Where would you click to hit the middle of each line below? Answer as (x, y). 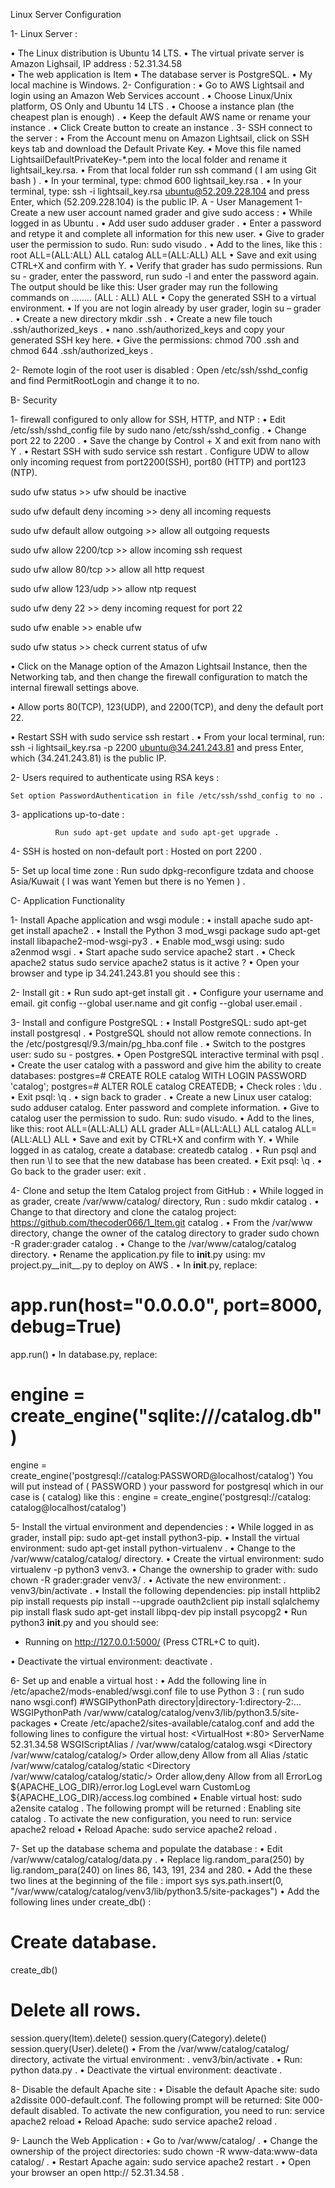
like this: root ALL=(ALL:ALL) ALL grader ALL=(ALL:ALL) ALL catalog (151, 1128)
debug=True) (66, 1326)
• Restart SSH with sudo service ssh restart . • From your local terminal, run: (167, 737)
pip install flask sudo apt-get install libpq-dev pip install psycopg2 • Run (159, 1611)
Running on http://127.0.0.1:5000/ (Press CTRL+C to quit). (142, 1641)
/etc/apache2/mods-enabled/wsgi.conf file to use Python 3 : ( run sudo (157, 1691)
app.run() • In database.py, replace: (84, 1354)
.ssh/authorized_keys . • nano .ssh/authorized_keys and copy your (147, 329)
